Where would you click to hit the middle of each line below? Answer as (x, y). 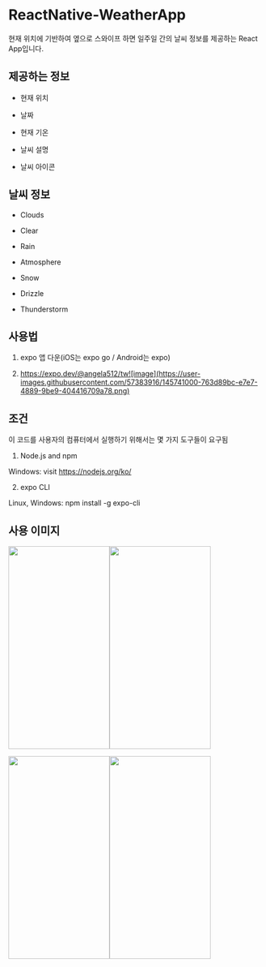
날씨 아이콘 (38, 166)
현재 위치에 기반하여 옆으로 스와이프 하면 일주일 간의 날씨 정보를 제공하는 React (133, 38)
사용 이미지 (34, 530)
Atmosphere (41, 262)
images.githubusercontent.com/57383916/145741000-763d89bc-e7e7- (139, 382)
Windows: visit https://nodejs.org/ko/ (70, 471)
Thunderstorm (44, 309)
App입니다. (26, 48)
